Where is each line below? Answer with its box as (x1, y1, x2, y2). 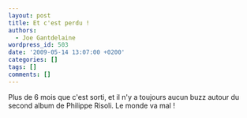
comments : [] (8, 70, 51, 78)
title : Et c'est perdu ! (8, 19, 90, 27)
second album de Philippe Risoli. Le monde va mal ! (8, 101, 175, 110)
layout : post (8, 11, 51, 20)
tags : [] (8, 63, 37, 71)
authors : (8, 26, 37, 34)
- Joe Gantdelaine (15, 33, 77, 42)
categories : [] (8, 56, 58, 64)
